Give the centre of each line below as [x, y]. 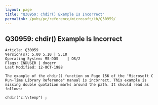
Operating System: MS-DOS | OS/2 [43, 59]
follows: [14, 89]
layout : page [19, 10]
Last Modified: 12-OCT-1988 [34, 68]
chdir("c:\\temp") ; [26, 98]
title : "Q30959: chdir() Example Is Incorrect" [55, 14]
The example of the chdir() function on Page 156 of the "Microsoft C [79, 76]
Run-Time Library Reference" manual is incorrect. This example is [76, 80]
